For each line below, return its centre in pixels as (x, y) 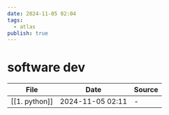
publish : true (28, 33)
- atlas (25, 26)
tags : (15, 20)
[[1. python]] (32, 102)
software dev (46, 68)
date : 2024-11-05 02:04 (42, 14)
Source (146, 90)
